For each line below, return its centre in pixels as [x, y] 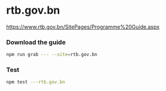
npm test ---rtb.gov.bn [36, 82]
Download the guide [36, 42]
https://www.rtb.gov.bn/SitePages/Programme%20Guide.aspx [83, 27]
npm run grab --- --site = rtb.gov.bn [52, 55]
